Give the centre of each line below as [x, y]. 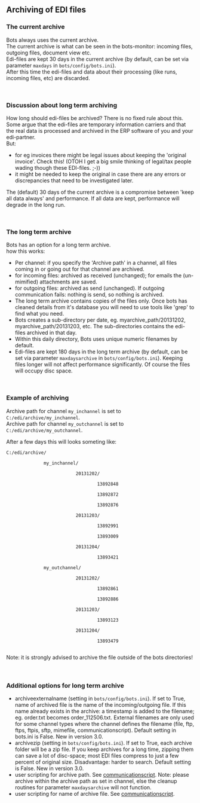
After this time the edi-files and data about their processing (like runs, [92, 72]
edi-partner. [21, 137]
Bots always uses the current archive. [53, 40]
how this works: [26, 251]
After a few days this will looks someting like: [61, 441]
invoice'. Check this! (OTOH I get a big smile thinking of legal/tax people [103, 161]
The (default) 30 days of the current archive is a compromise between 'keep [100, 192]
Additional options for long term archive [65, 685]
